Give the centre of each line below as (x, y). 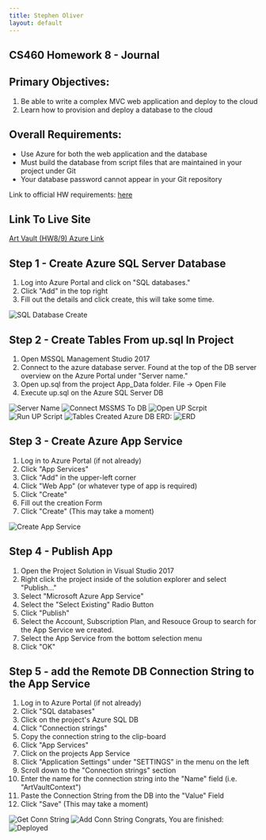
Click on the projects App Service (75, 753)
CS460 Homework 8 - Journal (85, 55)
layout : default (36, 23)
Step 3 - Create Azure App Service (96, 441)
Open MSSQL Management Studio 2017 (85, 359)
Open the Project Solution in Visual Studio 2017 (97, 570)
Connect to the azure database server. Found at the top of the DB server (139, 367)
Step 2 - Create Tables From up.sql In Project (122, 339)
